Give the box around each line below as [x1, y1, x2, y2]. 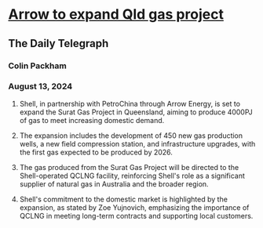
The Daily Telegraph [8, 37, 109, 50]
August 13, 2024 [8, 81, 73, 92]
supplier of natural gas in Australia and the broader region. [19, 179, 210, 189]
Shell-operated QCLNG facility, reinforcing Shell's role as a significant [19, 171, 246, 180]
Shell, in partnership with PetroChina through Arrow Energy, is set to [19, 99, 241, 108]
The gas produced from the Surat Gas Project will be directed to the [19, 162, 239, 172]
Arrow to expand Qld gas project [8, 5, 224, 24]
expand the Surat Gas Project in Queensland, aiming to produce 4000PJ [19, 107, 253, 117]
